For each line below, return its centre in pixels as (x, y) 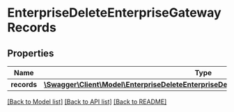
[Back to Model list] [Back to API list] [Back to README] (87, 102)
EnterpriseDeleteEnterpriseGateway (114, 13)
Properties (31, 53)
